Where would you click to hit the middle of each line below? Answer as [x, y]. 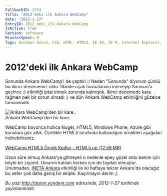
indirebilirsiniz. [20, 138]
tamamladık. [18, 102]
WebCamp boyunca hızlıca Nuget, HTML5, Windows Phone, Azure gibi [78, 127]
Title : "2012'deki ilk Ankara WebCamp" [47, 15]
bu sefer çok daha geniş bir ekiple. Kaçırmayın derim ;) [61, 173]
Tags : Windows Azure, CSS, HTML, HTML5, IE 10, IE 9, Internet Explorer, [84, 43]
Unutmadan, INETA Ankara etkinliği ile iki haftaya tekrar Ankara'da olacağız [82, 168]
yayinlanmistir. [20, 188]
